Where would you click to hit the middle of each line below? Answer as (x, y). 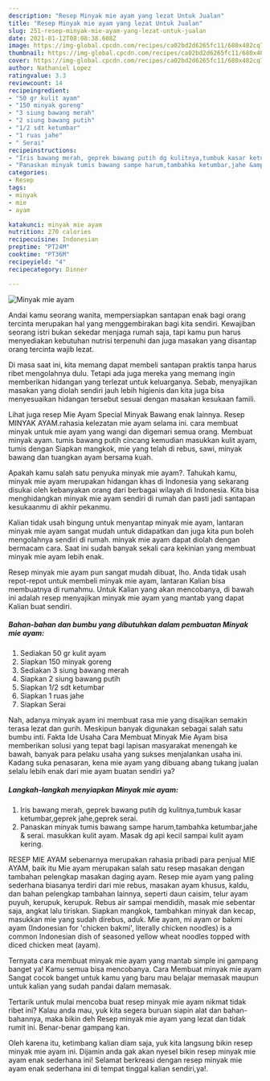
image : (19, 46)
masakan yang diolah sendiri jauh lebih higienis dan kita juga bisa (117, 390)
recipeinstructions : (43, 150)
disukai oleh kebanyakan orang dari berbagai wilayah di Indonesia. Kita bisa (134, 489)
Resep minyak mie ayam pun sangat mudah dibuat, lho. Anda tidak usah (127, 572)
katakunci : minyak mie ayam (55, 225)
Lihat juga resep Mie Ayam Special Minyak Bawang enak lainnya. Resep (127, 414)
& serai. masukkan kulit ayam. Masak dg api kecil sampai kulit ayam (131, 836)
